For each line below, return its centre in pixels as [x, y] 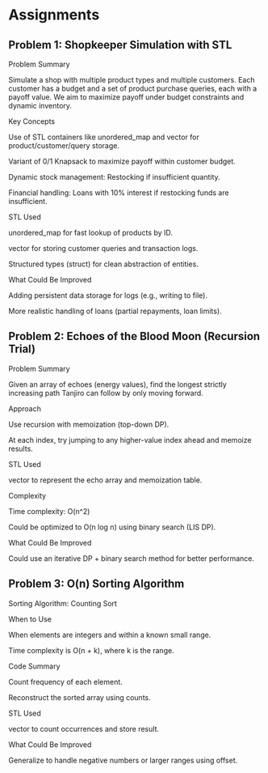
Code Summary [34, 666]
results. [21, 448]
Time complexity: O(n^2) [49, 511]
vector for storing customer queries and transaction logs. [103, 248]
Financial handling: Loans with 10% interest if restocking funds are [119, 193]
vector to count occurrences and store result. [84, 728]
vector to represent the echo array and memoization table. [105, 480]
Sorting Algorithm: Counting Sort [63, 603]
